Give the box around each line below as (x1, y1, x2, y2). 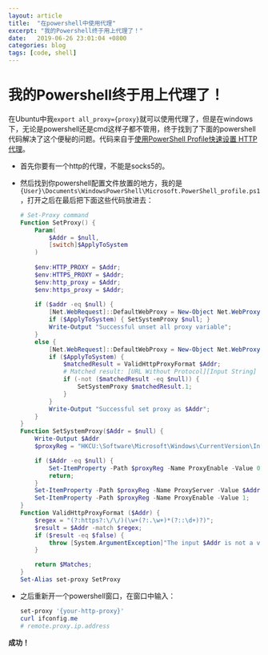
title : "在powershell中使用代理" (8, 19, 116, 27)
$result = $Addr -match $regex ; (34, 524, 142, 532)
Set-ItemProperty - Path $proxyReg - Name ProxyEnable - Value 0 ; (49, 464, 264, 472)
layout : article (8, 11, 62, 20)
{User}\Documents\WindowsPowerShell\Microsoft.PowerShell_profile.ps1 (19, 187, 261, 195)
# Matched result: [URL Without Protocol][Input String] (62, 368, 258, 376)
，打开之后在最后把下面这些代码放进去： (19, 195, 154, 204)
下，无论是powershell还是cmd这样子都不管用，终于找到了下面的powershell (8, 123, 256, 133)
